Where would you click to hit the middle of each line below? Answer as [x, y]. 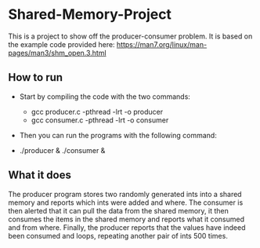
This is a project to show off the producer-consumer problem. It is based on [130, 36]
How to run [36, 77]
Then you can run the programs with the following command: [118, 135]
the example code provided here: [61, 44]
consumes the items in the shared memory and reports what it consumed [126, 219]
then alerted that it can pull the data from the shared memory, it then [119, 210]
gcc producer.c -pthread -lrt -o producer [97, 111]
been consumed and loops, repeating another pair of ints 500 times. [118, 235]
